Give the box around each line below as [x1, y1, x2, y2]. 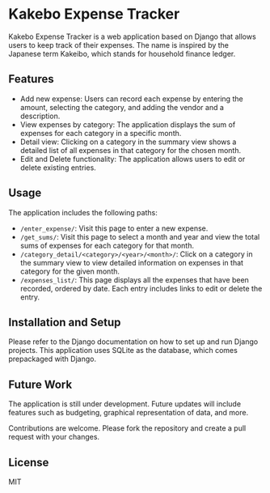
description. [19, 111, 61, 121]
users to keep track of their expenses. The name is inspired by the [8, 40, 229, 49]
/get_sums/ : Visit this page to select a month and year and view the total [19, 232, 260, 241]
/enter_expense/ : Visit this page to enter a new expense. [19, 223, 209, 233]
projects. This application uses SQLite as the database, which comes [8, 346, 238, 355]
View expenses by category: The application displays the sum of [19, 119, 236, 130]
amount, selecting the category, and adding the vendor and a [19, 102, 225, 112]
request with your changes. [8, 432, 99, 442]
